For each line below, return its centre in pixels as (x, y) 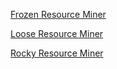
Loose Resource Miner (57, 33)
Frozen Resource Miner (58, 14)
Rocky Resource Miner (57, 53)
